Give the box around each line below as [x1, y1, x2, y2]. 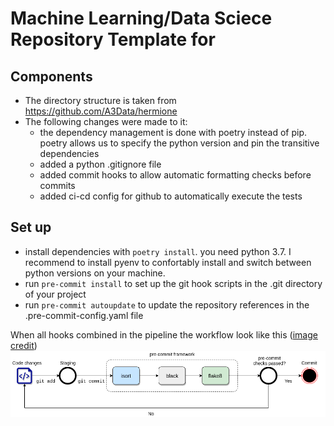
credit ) [10, 339, 38, 351]
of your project [24, 288, 87, 300]
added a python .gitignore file [39, 158, 162, 170]
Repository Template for [10, 28, 216, 51]
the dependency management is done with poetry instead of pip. [39, 127, 307, 138]
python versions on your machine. [24, 267, 166, 279]
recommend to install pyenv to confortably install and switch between [24, 256, 312, 268]
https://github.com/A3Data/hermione [24, 105, 178, 117]
